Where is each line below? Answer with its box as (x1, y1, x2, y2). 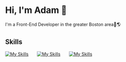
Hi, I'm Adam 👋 (5, 4, 67, 16)
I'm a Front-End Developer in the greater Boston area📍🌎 (5, 21, 121, 27)
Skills (5, 37, 22, 46)
